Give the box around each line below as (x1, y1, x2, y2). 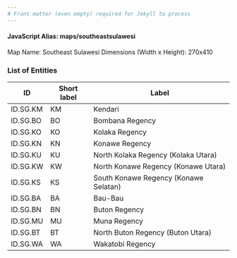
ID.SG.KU (11, 150, 42, 160)
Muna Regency (93, 216, 143, 226)
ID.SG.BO (11, 116, 42, 125)
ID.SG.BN (11, 205, 42, 215)
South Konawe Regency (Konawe (93, 173, 204, 183)
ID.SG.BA (11, 193, 42, 203)
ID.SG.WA (11, 239, 44, 249)
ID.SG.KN (11, 139, 42, 149)
